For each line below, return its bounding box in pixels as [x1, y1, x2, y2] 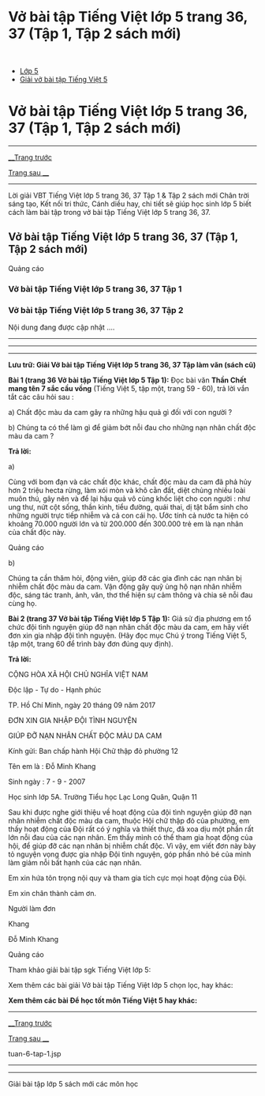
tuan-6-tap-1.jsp [8, 1049, 62, 1058]
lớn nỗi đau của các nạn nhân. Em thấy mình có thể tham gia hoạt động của [8, 832, 253, 842]
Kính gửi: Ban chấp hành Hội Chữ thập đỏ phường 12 [8, 746, 179, 755]
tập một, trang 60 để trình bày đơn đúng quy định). [8, 638, 174, 648]
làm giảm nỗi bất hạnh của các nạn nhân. [8, 857, 142, 867]
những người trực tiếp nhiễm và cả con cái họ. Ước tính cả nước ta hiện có [8, 510, 248, 520]
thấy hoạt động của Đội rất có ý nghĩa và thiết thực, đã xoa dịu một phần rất [8, 824, 254, 834]
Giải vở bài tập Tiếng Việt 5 [19, 74, 108, 84]
